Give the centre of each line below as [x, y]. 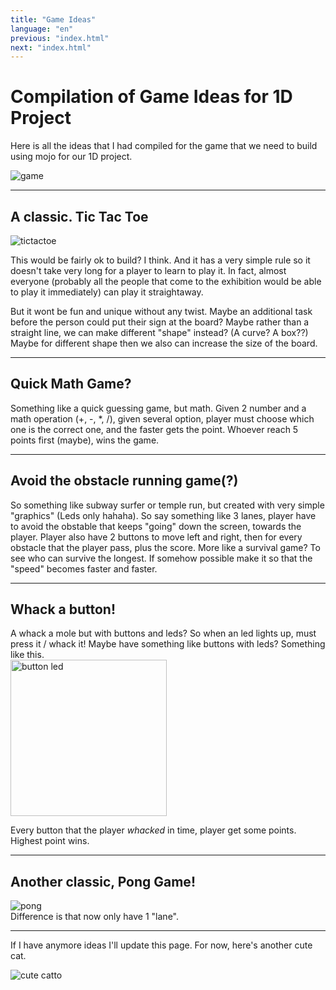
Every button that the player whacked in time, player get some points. [153, 830]
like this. [27, 655]
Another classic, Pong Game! [103, 881]
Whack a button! [63, 609]
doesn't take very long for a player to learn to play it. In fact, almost [148, 270]
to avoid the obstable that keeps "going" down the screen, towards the [156, 526]
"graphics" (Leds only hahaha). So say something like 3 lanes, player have [163, 515]
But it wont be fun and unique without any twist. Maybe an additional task [161, 311]
